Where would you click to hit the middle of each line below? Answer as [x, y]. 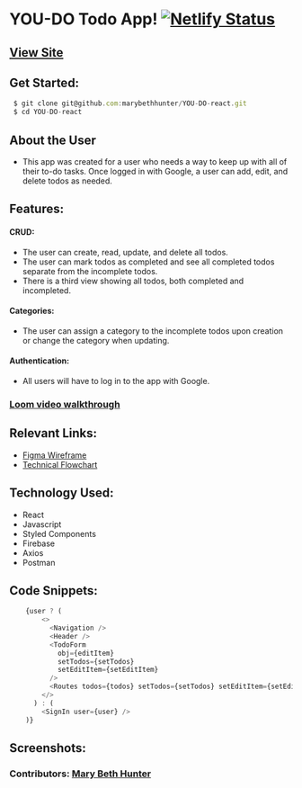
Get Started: [44, 82]
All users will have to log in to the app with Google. [116, 381]
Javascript [42, 524]
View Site [36, 53]
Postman [39, 562]
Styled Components [59, 533]
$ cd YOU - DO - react [48, 112]
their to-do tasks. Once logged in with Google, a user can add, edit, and [155, 171]
